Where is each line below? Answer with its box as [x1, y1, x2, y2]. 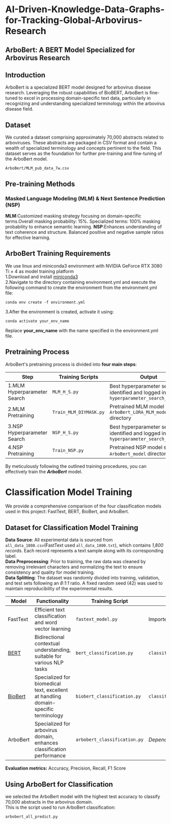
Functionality [36, 598, 69, 605]
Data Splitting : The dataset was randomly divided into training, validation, [5, 575, 160, 581]
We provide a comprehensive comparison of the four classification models [5, 503, 162, 509]
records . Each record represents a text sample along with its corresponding [5, 548, 164, 554]
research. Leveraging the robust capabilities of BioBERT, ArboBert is [5, 90, 149, 96]
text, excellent [35, 686, 68, 694]
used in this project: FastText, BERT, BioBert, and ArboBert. [5, 509, 129, 515]
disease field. [5, 106, 34, 112]
